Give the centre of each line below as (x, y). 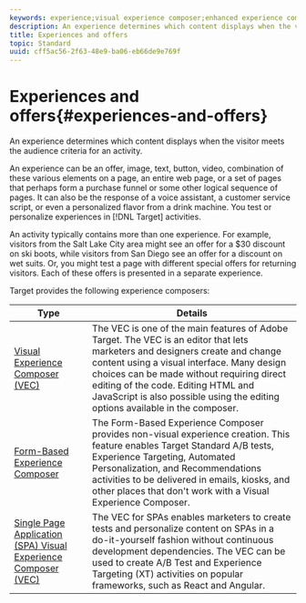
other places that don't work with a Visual (181, 491)
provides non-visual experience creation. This (191, 435)
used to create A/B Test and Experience (177, 563)
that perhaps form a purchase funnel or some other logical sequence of (144, 188)
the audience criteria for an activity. (76, 151)
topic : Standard (40, 43)
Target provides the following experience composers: (110, 291)
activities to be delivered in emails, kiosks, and (191, 480)
